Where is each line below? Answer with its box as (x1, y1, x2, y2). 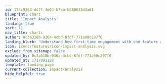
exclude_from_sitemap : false (5, 48, 65, 53)
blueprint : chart (5, 12, 41, 17)
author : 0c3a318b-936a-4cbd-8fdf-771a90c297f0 (5, 35, 103, 40)
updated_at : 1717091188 (5, 58, 54, 63)
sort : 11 (5, 26, 23, 31)
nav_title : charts (5, 30, 43, 35)
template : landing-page (5, 62, 54, 67)
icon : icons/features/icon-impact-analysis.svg (5, 44, 105, 49)
